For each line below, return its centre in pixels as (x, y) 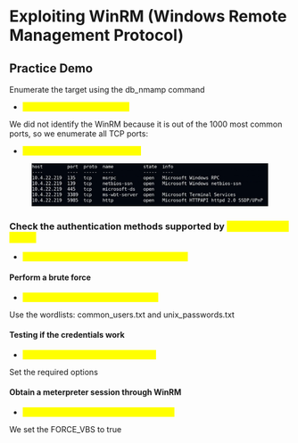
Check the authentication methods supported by (117, 226)
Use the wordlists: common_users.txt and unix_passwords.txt (122, 315)
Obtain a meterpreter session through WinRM (95, 392)
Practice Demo (51, 68)
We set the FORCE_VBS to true (66, 429)
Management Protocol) (97, 35)
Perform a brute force (50, 277)
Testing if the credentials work (67, 335)
